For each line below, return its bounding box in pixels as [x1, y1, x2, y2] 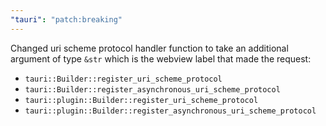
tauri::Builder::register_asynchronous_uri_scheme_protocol [24, 84, 281, 95]
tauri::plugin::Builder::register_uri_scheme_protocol [24, 95, 259, 105]
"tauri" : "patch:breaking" [10, 14, 123, 25]
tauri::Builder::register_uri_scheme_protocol [24, 74, 223, 84]
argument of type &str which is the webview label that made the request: [10, 52, 312, 65]
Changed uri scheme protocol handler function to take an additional [10, 42, 289, 54]
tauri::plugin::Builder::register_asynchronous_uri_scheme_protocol [24, 106, 317, 116]
